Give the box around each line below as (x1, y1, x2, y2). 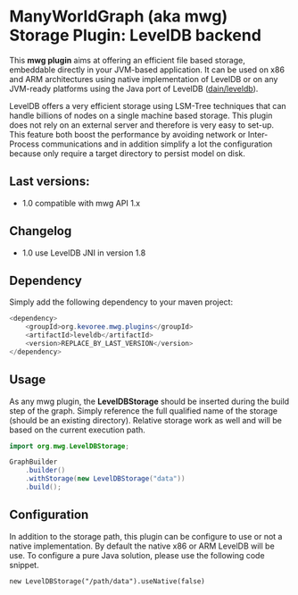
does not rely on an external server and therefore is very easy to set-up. (9, 119, 275, 130)
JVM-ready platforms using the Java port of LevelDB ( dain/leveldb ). (9, 83, 259, 94)
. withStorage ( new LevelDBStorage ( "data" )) (25, 474, 186, 483)
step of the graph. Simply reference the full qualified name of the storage (9, 405, 278, 416)
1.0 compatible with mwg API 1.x (21, 197, 141, 208)
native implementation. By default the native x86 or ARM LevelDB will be (9, 541, 275, 551)
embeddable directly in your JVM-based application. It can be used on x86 (9, 64, 286, 75)
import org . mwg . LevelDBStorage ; (9, 441, 129, 450)
